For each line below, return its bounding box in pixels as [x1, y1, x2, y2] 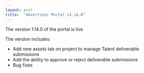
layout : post [5, 7, 33, 13]
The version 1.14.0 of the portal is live [5, 26, 83, 32]
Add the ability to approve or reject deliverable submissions [12, 56, 138, 62]
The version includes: [5, 36, 51, 42]
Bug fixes [12, 62, 33, 68]
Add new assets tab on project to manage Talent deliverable [12, 46, 139, 52]
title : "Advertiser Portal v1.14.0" [5, 12, 86, 17]
